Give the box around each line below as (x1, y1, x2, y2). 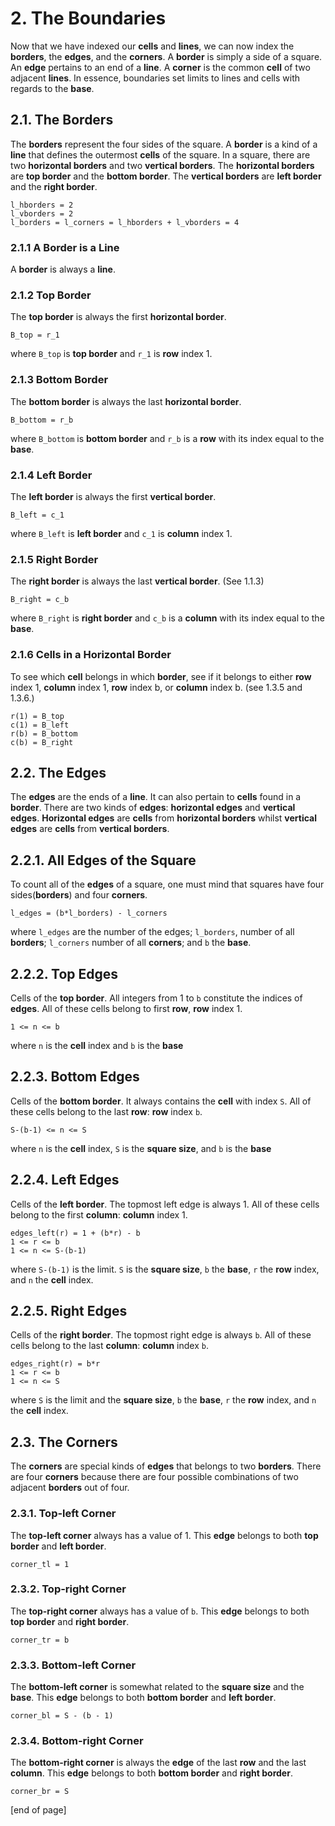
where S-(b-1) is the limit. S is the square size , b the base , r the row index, (10, 1263, 320, 1275)
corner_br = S (10, 1787, 70, 1797)
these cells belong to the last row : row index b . (10, 1105, 203, 1117)
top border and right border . (10, 1615, 130, 1627)
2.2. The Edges (10, 764, 107, 781)
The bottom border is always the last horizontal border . (10, 395, 242, 407)
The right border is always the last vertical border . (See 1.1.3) (10, 575, 265, 587)
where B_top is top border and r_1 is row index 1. (10, 348, 213, 360)
